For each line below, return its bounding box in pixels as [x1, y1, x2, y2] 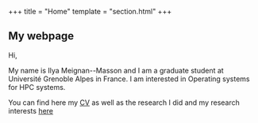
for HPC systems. [8, 82, 66, 91]
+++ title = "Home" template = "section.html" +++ [8, 7, 172, 16]
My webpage [8, 29, 75, 43]
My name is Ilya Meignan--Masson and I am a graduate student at [8, 65, 224, 75]
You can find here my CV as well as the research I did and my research [8, 98, 241, 107]
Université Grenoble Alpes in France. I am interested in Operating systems [8, 74, 250, 84]
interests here [8, 106, 54, 115]
